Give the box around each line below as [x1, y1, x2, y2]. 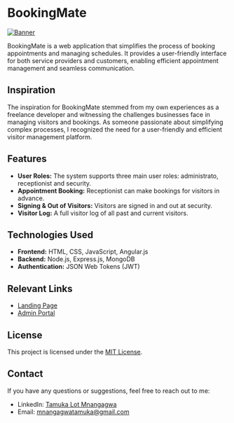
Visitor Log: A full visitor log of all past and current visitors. [17, 209, 188, 217]
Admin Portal [17, 309, 55, 317]
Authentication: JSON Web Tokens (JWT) [17, 263, 140, 271]
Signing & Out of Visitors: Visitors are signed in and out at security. [17, 201, 212, 209]
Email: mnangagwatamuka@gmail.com [17, 408, 130, 416]
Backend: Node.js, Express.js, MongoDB [17, 255, 135, 263]
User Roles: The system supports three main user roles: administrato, [17, 172, 219, 180]
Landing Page [17, 301, 58, 310]
